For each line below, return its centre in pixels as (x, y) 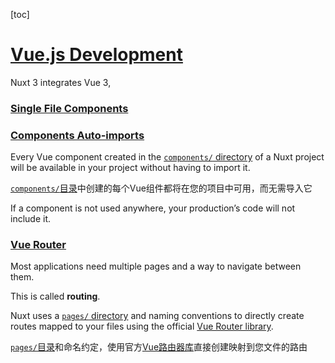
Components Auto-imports (77, 135)
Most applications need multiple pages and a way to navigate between (156, 266)
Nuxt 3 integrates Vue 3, (61, 82)
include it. (31, 219)
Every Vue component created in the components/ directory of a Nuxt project (167, 157)
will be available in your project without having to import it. (130, 168)
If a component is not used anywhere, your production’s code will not (153, 208)
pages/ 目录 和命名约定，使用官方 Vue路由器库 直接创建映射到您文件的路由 (159, 347)
